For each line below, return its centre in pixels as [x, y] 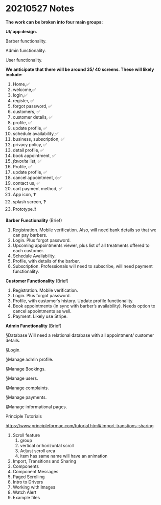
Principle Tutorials [24, 416]
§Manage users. [22, 378]
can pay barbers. [30, 235]
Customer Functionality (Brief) [37, 281]
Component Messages [35, 471]
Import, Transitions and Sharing [44, 461]
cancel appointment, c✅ [37, 177]
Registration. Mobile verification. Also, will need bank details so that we [84, 230]
